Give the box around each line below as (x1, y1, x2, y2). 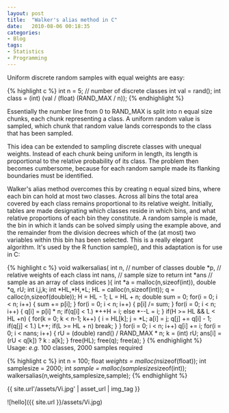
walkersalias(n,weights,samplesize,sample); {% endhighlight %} (7, 371, 188, 379)
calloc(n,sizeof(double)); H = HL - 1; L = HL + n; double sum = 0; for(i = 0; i (7, 292, 217, 301)
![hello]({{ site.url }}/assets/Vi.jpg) (7, 398, 103, 406)
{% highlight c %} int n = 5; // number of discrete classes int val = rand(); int (7, 86, 221, 95)
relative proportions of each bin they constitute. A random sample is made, (7, 214, 217, 222)
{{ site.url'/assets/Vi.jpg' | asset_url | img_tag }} (7, 384, 140, 392)
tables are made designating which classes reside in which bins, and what (7, 206, 216, 214)
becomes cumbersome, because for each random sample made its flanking (7, 164, 220, 172)
